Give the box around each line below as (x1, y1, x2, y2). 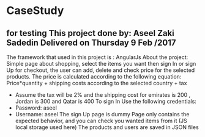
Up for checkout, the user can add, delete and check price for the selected (6, 66, 195, 74)
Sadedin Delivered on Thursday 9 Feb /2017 (6, 37, 176, 47)
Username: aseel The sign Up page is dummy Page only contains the (15, 111, 190, 118)
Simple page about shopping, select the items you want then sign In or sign (6, 60, 196, 67)
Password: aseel (15, 104, 57, 111)
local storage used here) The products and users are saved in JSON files (15, 124, 199, 131)
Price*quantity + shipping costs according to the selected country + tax (6, 80, 187, 86)
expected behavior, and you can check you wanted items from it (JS (15, 117, 188, 124)
